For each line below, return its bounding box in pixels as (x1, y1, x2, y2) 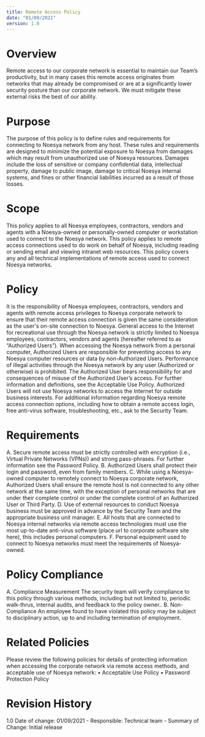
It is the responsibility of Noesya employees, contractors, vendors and (6, 303, 184, 310)
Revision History (6, 697, 92, 711)
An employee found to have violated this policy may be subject (37, 608, 196, 614)
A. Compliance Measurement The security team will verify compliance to (6, 588, 190, 595)
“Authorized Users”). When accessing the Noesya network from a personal (6, 342, 196, 349)
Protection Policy (6, 675, 50, 682)
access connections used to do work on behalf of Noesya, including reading (6, 241, 199, 249)
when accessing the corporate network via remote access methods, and (6, 662, 190, 670)
